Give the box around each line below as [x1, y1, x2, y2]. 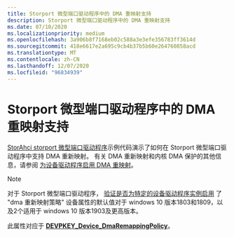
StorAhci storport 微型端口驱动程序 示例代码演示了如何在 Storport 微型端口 [7, 143, 221, 151]
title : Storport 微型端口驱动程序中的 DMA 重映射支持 [7, 10, 152, 18]
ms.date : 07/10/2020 [7, 23, 68, 30]
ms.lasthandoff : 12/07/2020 [7, 62, 90, 69]
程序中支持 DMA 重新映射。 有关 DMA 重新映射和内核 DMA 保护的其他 [13, 152, 216, 161]
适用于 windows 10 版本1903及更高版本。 [23, 207, 142, 215]
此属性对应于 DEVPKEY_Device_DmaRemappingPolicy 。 [7, 222, 174, 230]
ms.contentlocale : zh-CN [7, 56, 80, 63]
